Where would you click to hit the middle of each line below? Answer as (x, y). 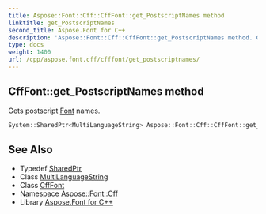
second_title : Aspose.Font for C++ (67, 30)
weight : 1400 (30, 52)
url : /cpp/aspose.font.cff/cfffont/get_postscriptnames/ (104, 60)
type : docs (26, 45)
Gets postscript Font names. (54, 111)
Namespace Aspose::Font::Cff (69, 193)
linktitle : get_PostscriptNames (61, 23)
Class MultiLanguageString (64, 177)
